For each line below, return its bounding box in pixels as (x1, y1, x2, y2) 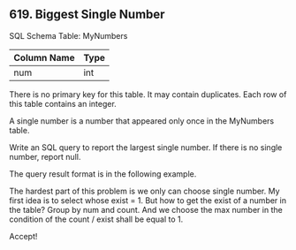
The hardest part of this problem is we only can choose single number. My (9, 186, 280, 196)
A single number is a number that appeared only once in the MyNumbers (9, 115, 275, 126)
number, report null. (9, 151, 81, 162)
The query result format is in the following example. (9, 168, 197, 179)
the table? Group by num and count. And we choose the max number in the (9, 204, 283, 215)
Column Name (13, 51, 75, 64)
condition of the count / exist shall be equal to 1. (9, 214, 184, 224)
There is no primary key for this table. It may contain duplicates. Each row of (9, 88, 287, 100)
